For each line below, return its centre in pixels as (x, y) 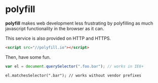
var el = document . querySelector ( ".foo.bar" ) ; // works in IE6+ (74, 66)
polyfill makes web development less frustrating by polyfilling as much (79, 23)
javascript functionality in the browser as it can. (55, 28)
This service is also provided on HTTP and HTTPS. (58, 38)
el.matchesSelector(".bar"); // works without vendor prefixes (73, 75)
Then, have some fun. (28, 57)
